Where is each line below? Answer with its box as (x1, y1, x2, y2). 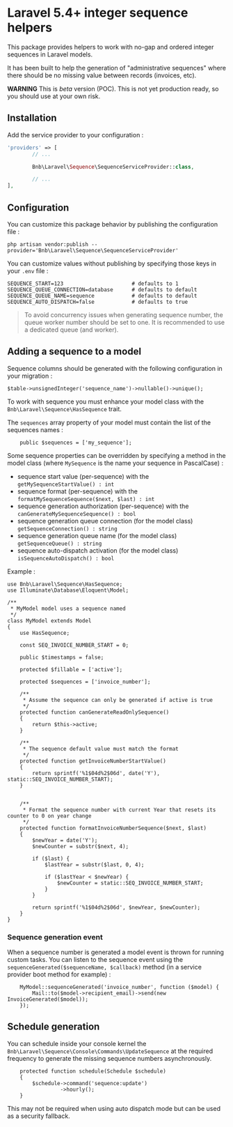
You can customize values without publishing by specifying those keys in (7, 259, 217, 268)
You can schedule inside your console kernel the (7, 1039, 147, 1048)
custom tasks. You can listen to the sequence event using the (7, 956, 183, 964)
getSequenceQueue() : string (17, 540, 102, 547)
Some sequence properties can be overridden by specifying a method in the (7, 451, 226, 459)
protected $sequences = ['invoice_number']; (19, 678, 151, 685)
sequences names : (7, 425, 64, 434)
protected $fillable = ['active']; (19, 666, 123, 673)
